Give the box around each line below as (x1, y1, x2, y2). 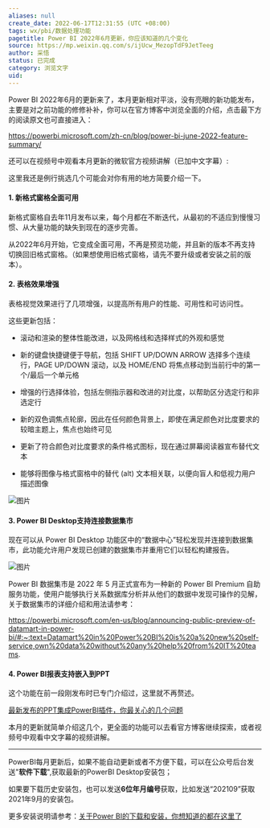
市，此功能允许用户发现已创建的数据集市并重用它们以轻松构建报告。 (8, 545, 234, 555)
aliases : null (8, 11, 56, 20)
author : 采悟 (8, 49, 50, 57)
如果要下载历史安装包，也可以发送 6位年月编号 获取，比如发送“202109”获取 (8, 785, 256, 794)
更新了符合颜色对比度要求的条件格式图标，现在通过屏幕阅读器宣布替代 (19, 441, 253, 451)
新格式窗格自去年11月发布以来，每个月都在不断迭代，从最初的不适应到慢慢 (8, 212, 254, 222)
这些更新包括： (8, 316, 58, 326)
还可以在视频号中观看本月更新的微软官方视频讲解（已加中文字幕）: (8, 156, 229, 166)
